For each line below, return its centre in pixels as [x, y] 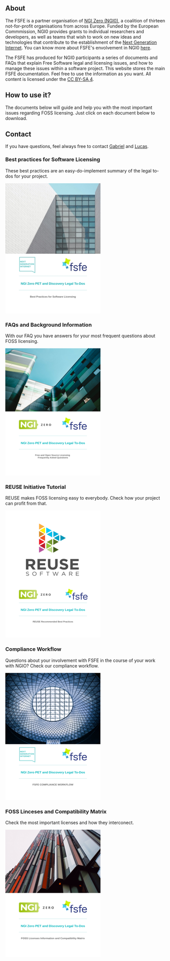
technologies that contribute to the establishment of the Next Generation [81, 42]
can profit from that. [26, 504]
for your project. [31, 176]
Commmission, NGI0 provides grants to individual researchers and [75, 31]
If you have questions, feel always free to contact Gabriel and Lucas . [77, 147]
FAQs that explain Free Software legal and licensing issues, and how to [79, 63]
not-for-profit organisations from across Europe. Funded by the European [82, 26]
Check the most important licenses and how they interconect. [70, 822]
